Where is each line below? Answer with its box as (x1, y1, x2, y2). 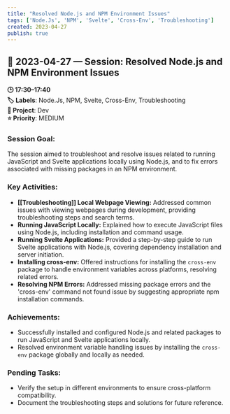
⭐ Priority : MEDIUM (7, 114, 64, 122)
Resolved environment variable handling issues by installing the (17, 343, 201, 351)
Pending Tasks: (7, 368, 62, 378)
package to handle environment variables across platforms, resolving (17, 265, 217, 273)
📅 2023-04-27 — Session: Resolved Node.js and (7, 55, 223, 67)
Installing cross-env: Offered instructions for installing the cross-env (17, 257, 217, 266)
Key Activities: (7, 183, 58, 192)
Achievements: (7, 312, 61, 322)
